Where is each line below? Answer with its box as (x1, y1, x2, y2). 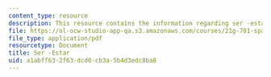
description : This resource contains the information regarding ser (8, 19, 244, 27)
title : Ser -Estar (8, 49, 70, 57)
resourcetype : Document (8, 42, 89, 50)
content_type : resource (8, 11, 89, 20)
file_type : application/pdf (8, 34, 103, 43)
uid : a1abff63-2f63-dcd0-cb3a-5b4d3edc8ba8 (8, 57, 157, 65)
